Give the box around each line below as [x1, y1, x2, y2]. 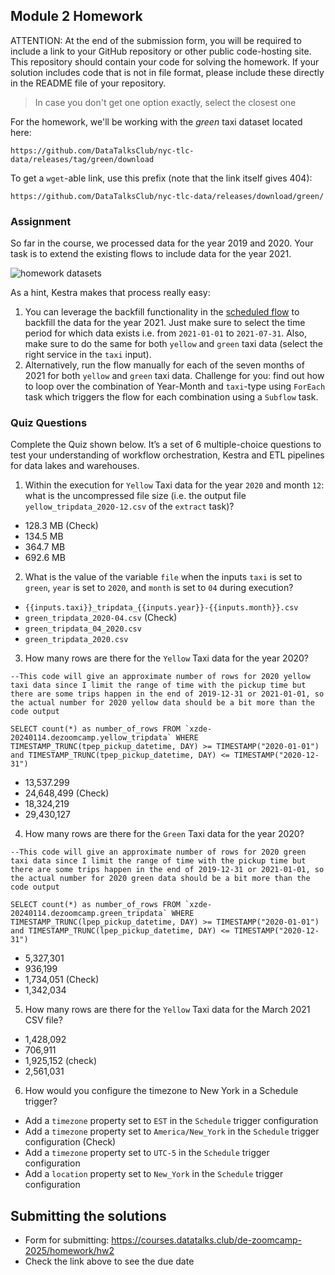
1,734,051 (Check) [24, 974, 100, 986]
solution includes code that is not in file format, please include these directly [10, 66, 325, 78]
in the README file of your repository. [10, 77, 167, 89]
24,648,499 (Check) [24, 787, 110, 799]
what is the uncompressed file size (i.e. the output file [24, 490, 247, 502]
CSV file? [24, 1014, 63, 1026]
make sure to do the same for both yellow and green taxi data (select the [24, 338, 323, 350]
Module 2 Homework [10, 8, 143, 25]
